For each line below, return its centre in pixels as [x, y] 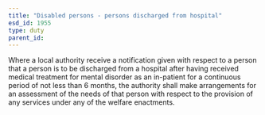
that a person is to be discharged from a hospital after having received [123, 69]
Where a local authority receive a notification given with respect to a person [132, 60]
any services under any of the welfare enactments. [92, 102]
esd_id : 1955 [30, 23]
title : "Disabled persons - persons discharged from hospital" [115, 15]
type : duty [26, 30]
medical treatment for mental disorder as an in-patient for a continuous [125, 77]
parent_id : [26, 38]
